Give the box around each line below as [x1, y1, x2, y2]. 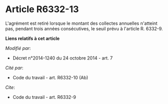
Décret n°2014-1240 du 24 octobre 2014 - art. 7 [12, 55, 113, 61]
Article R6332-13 [5, 4, 79, 15]
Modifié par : [5, 45, 31, 51]
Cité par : [5, 65, 24, 71]
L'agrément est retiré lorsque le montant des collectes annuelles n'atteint [5, 20, 158, 26]
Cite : [5, 84, 15, 90]
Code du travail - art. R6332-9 [12, 94, 76, 100]
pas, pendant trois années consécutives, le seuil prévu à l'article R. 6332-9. [5, 25, 163, 31]
